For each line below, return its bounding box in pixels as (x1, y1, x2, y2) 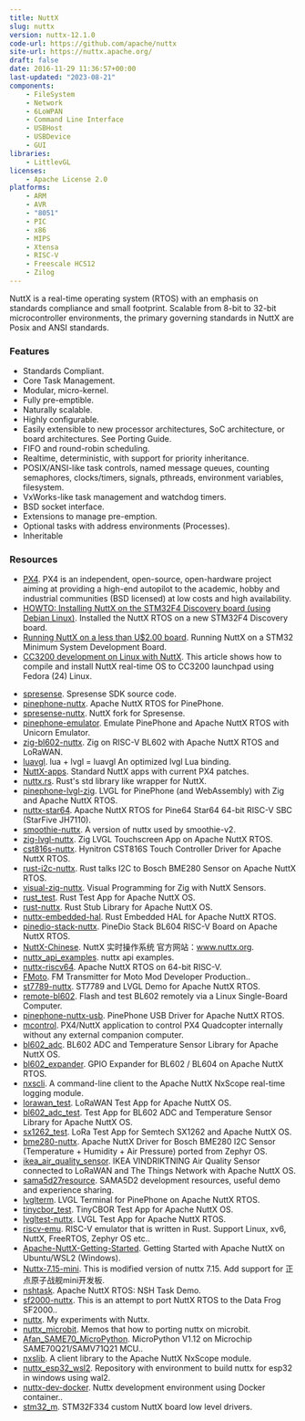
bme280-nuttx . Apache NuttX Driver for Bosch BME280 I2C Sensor (22, 1136, 276, 1147)
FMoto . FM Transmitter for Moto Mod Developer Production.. (22, 971, 251, 982)
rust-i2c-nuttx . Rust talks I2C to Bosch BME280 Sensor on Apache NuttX (22, 863, 297, 874)
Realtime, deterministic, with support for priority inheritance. (22, 453, 249, 464)
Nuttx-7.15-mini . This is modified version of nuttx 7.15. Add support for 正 (22, 1263, 294, 1274)
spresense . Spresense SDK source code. (22, 688, 178, 699)
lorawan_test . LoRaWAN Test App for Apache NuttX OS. (22, 1097, 232, 1109)
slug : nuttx (9, 22, 55, 31)
